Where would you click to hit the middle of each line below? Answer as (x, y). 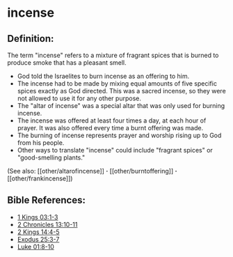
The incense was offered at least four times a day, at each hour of (112, 120)
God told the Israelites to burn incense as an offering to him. (103, 76)
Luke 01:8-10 (35, 247)
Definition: (31, 39)
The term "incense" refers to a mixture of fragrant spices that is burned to (113, 55)
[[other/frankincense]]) (40, 178)
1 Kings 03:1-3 (38, 217)
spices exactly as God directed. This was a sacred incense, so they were (121, 91)
